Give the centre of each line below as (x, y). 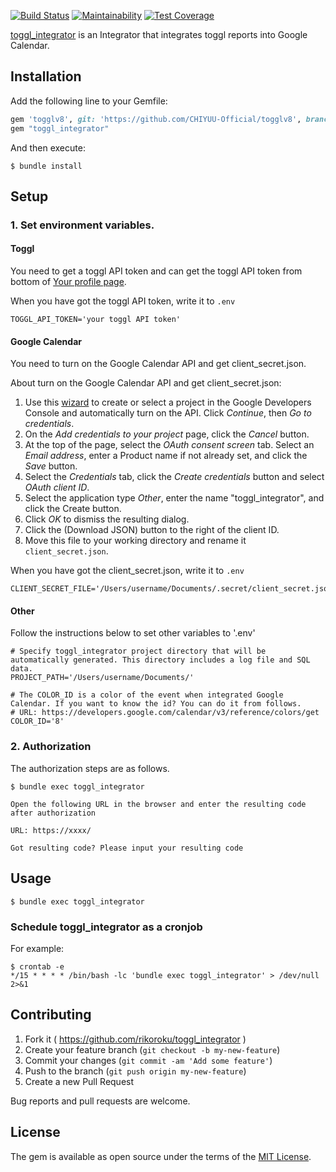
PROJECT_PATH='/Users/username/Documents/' (102, 678)
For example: (37, 948)
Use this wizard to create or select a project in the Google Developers (168, 402)
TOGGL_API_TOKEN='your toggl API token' (96, 320)
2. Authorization (51, 747)
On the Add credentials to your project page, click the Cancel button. (167, 434)
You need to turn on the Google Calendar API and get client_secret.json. (158, 364)
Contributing (51, 1015)
